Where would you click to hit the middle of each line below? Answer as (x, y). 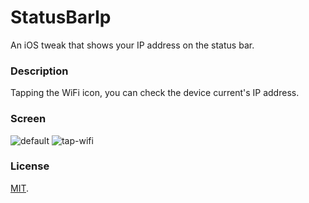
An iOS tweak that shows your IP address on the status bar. (132, 45)
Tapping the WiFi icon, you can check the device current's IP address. (155, 93)
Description (39, 71)
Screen (28, 119)
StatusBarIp (61, 17)
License (30, 166)
